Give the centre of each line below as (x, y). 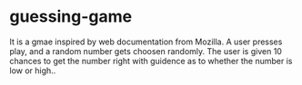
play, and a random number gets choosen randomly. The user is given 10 (146, 51)
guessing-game (71, 17)
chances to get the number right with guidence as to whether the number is (151, 61)
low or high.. (33, 71)
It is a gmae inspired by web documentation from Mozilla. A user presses (146, 42)
